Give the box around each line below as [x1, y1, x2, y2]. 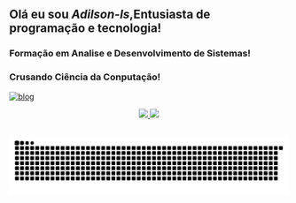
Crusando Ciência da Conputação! [9, 71, 161, 83]
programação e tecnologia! [9, 21, 162, 36]
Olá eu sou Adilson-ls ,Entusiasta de [9, 7, 211, 22]
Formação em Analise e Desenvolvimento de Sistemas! [9, 48, 251, 60]
